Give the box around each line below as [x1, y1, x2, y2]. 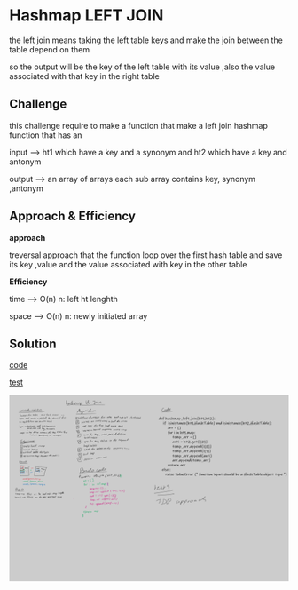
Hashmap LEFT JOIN [9, 5, 164, 26]
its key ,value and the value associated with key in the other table [9, 259, 247, 269]
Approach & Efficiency [9, 209, 136, 224]
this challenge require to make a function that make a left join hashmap [9, 120, 268, 131]
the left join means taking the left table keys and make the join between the [9, 35, 284, 45]
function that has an [9, 130, 82, 140]
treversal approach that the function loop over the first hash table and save [9, 250, 283, 260]
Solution [9, 336, 57, 351]
